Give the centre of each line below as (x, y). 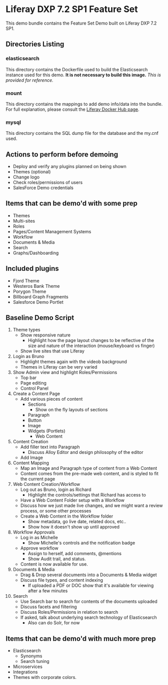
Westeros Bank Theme (36, 286)
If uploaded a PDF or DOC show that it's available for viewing (91, 586)
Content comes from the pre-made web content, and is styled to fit (89, 474)
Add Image (31, 458)
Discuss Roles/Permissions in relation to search (69, 612)
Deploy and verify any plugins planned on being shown (69, 166)
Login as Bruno (28, 357)
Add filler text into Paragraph (50, 447)
